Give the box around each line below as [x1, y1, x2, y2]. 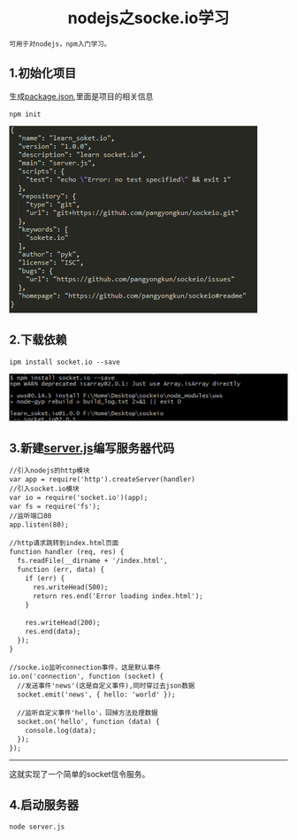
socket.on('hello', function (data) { [17, 718, 161, 727]
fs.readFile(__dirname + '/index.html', [17, 557, 168, 566]
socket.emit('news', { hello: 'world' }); [17, 690, 176, 699]
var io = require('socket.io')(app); [9, 493, 148, 503]
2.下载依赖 [9, 333, 68, 348]
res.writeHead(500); [32, 583, 109, 592]
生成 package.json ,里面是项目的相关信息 [9, 90, 154, 102]
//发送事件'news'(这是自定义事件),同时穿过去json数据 [17, 682, 195, 690]
